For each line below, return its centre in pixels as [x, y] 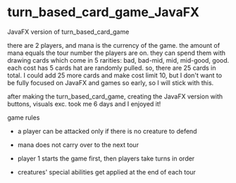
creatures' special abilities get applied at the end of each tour [106, 172]
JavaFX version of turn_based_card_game [68, 32]
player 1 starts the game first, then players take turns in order [106, 158]
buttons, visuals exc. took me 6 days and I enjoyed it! [84, 103]
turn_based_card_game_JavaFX [103, 12]
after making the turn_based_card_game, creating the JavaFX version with [115, 96]
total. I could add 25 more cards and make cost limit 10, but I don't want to [115, 75]
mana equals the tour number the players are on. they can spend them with [116, 53]
